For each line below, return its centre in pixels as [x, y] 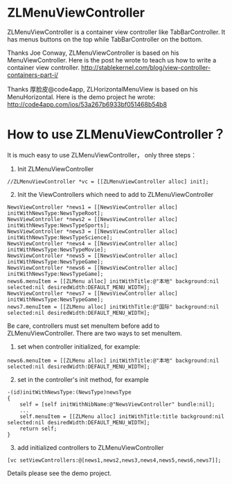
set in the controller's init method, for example [83, 379]
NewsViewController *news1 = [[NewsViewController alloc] [92, 207]
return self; [38, 429]
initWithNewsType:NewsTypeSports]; [59, 225]
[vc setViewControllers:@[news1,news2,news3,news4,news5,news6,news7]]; [114, 460]
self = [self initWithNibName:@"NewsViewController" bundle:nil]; [117, 404]
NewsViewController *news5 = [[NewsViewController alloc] [92, 256]
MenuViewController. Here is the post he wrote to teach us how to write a [112, 60]
